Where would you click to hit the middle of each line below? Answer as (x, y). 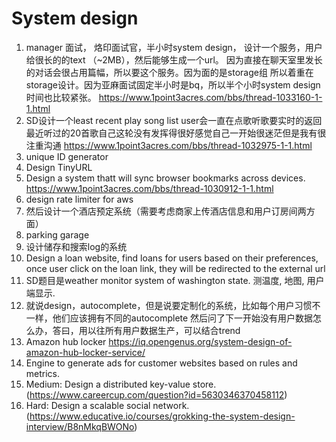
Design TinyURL (59, 167)
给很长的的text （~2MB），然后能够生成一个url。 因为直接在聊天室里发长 (174, 59)
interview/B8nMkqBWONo (80, 426)
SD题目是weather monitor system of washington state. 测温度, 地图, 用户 (175, 280)
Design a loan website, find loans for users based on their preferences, (172, 258)
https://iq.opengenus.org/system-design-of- (200, 341)
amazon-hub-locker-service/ (85, 352)
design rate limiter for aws (79, 199)
